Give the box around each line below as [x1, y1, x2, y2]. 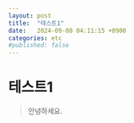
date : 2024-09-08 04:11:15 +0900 [8, 26, 127, 34]
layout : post [8, 11, 52, 20]
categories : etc [8, 34, 62, 42]
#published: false [8, 42, 69, 50]
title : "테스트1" [8, 19, 65, 27]
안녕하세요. [27, 106, 63, 116]
